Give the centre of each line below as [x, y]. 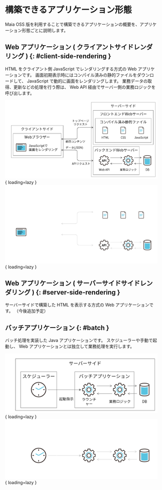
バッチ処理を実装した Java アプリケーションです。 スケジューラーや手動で [79, 341]
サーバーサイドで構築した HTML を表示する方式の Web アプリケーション [77, 305]
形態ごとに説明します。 [45, 30]
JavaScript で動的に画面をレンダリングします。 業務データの [87, 81]
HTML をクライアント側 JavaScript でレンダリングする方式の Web [71, 69]
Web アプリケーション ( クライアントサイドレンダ [79, 47]
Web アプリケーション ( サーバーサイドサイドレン [79, 284]
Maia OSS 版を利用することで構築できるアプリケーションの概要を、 [73, 24]
